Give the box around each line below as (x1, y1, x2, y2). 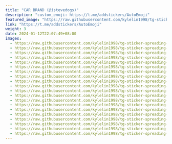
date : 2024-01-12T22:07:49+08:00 (5, 31, 77, 36)
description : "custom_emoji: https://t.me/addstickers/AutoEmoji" (5, 12, 150, 17)
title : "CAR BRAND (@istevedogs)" (5, 7, 79, 13)
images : (5, 36, 22, 41)
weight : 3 (5, 27, 27, 32)
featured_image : (5, 17, 40, 22)
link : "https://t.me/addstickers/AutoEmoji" (5, 21, 102, 27)
